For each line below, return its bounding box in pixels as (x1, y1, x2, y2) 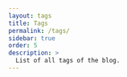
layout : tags (8, 11, 52, 20)
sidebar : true (8, 34, 56, 43)
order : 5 (8, 42, 38, 50)
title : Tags (8, 19, 48, 27)
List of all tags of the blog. (15, 57, 121, 65)
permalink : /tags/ (8, 26, 70, 34)
